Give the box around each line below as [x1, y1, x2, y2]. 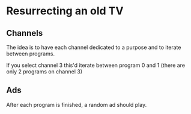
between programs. [6, 50, 55, 57]
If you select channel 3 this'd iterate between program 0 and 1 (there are [6, 61, 185, 69]
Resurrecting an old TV [6, 4, 124, 18]
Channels [6, 28, 43, 38]
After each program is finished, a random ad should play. [6, 101, 147, 108]
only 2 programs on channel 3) [6, 68, 83, 75]
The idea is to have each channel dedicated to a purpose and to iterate [6, 44, 181, 51]
